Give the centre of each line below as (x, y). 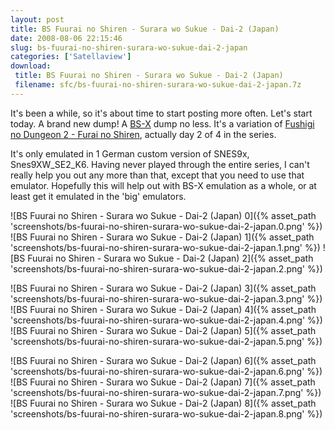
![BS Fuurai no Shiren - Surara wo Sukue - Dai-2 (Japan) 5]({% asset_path (163, 330)
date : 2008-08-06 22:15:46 (66, 38)
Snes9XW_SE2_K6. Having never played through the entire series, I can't (160, 164)
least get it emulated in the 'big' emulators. (98, 196)
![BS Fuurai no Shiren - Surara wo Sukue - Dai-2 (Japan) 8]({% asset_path (163, 403)
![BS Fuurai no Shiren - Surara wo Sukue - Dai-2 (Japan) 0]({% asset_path (163, 215)
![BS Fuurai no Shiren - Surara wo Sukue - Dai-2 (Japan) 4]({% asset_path (163, 309)
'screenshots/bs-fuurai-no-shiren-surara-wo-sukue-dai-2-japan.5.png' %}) (166, 341)
